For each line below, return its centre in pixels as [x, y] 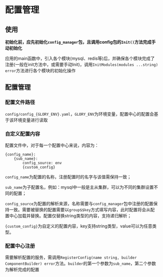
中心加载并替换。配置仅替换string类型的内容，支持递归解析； [70, 216]
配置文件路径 [20, 103]
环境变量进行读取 [30, 120]
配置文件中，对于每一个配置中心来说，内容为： [52, 145]
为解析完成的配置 [22, 270]
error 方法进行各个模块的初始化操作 [40, 70]
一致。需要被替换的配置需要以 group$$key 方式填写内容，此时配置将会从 [80, 209]
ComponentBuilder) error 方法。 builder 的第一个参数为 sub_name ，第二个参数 [81, 263]
